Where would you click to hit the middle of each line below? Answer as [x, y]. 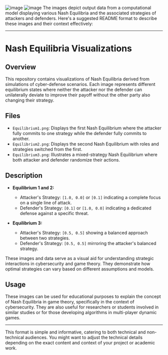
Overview [21, 67]
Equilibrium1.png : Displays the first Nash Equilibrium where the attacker [87, 128]
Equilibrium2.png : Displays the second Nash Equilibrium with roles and [85, 144]
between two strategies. [45, 238]
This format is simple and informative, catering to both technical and [75, 332]
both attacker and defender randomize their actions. [66, 159]
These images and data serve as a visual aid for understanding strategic [79, 258]
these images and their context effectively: [49, 23]
